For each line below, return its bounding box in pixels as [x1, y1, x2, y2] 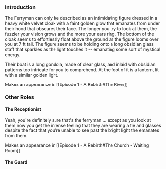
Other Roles [5, 94, 35, 101]
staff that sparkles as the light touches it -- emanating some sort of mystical [5, 46, 161, 53]
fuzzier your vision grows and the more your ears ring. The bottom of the [5, 31, 155, 37]
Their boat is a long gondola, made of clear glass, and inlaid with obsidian [5, 61, 156, 68]
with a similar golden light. [5, 72, 58, 78]
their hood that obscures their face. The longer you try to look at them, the [5, 26, 157, 32]
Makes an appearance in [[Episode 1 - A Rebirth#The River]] [5, 82, 128, 87]
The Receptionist [5, 106, 41, 112]
